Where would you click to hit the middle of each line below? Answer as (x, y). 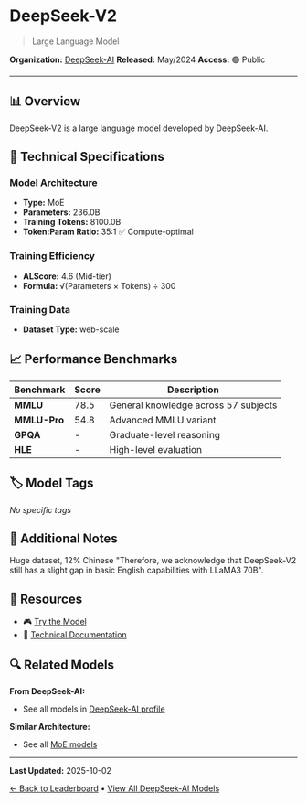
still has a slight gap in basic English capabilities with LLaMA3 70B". (137, 570)
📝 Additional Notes (64, 539)
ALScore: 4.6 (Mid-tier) (67, 276)
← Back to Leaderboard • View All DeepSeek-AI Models (115, 788)
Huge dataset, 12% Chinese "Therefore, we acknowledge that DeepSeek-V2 (153, 561)
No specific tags (40, 509)
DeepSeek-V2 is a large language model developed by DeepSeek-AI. (139, 128)
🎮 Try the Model (54, 622)
